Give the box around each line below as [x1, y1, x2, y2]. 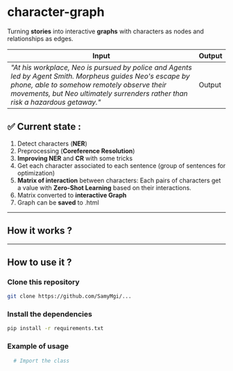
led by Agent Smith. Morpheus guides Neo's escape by [10, 71, 190, 80]
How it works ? [7, 225, 73, 236]
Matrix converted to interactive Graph [17, 191, 127, 199]
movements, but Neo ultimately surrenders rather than [10, 88, 189, 98]
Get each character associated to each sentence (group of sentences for [17, 161, 226, 170]
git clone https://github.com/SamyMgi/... [7, 293, 132, 300]
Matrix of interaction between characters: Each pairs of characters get [17, 176, 221, 184]
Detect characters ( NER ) [17, 139, 88, 148]
